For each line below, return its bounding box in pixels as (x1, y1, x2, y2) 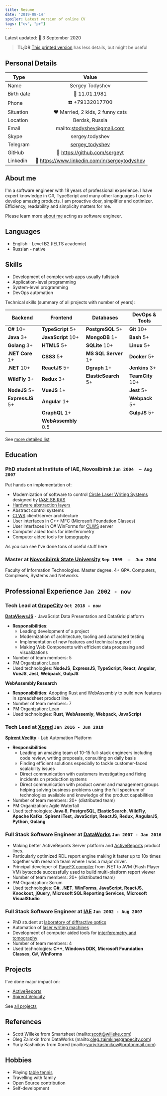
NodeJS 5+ (7, 387, 35, 394)
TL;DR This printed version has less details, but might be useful (17, 44, 148, 50)
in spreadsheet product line (12, 695, 69, 701)
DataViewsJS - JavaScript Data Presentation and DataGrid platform (5, 614, 144, 620)
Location (7, 117, 28, 124)
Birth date (7, 90, 31, 97)
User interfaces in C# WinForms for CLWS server (12, 523, 113, 529)
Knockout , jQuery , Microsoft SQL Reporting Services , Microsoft (12, 890, 148, 896)
